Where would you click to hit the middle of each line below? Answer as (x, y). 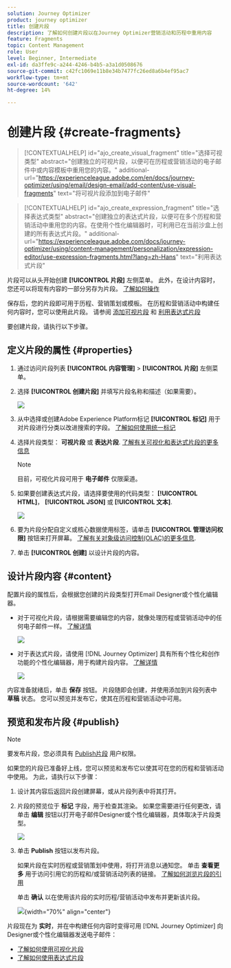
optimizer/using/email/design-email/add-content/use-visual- (110, 185)
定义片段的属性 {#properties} (70, 351)
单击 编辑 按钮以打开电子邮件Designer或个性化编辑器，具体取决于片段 (116, 814)
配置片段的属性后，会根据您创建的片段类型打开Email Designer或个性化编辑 (113, 594)
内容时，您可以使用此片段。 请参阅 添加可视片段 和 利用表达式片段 (107, 312)
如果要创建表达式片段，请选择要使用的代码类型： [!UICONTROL (107, 493)
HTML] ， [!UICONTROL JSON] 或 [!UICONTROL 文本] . (95, 502)
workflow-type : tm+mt (38, 77)
